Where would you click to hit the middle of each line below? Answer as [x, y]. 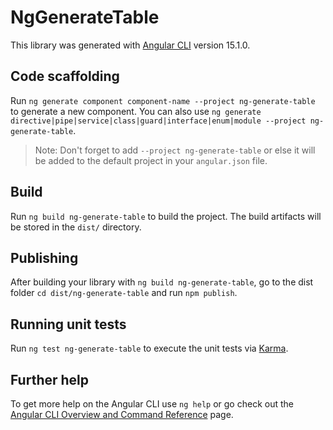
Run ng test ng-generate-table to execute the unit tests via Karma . [149, 348]
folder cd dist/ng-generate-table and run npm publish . [124, 293]
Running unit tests [68, 324]
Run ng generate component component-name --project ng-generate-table [163, 100]
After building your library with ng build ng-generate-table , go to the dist [162, 282]
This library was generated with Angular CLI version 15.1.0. [130, 45]
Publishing [44, 257]
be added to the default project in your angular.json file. [151, 160]
